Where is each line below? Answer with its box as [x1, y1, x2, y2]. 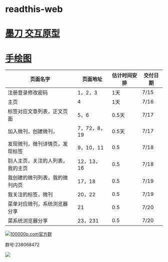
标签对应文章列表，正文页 [7, 108, 68, 115]
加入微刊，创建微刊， [7, 128, 58, 135]
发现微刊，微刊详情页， [7, 140, 63, 147]
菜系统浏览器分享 [7, 217, 48, 224]
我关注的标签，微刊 [7, 191, 53, 198]
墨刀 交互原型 [5, 28, 60, 39]
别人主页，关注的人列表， [7, 157, 68, 164]
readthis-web [5, 3, 63, 15]
